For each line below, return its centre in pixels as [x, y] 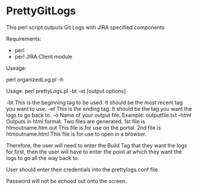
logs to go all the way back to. [43, 158]
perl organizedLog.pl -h [35, 79]
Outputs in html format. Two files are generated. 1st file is [76, 121]
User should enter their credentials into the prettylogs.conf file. [83, 169]
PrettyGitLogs [41, 11]
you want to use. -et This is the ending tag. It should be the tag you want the [99, 108]
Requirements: [24, 39]
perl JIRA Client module [43, 56]
